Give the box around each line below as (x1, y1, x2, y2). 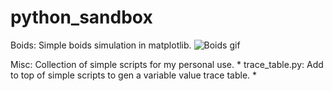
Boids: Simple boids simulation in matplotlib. (10, 39, 192, 51)
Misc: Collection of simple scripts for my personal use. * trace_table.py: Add (10, 58, 324, 70)
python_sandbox (10, 6, 153, 29)
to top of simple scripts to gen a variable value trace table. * (10, 69, 258, 81)
